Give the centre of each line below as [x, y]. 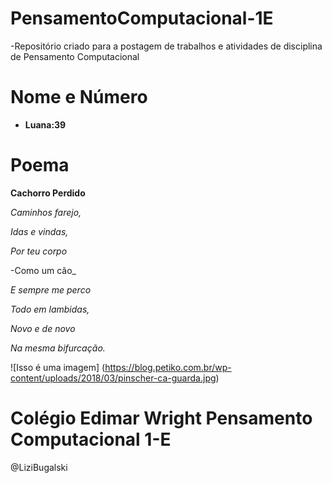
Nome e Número [79, 97]
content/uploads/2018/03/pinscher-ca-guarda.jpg [113, 378]
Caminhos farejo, [46, 212]
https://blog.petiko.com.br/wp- [168, 367]
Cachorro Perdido [48, 193]
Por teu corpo [39, 251]
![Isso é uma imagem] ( [58, 367]
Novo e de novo [43, 328]
